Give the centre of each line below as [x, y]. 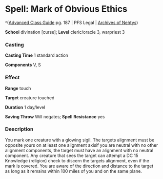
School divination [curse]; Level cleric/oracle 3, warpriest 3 [65, 32]
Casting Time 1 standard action [37, 55]
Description [19, 129]
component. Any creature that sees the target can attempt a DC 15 [72, 156]
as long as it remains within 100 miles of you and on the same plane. [74, 171]
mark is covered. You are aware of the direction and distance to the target [79, 166]
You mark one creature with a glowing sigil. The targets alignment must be [80, 140]
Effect [12, 78]
